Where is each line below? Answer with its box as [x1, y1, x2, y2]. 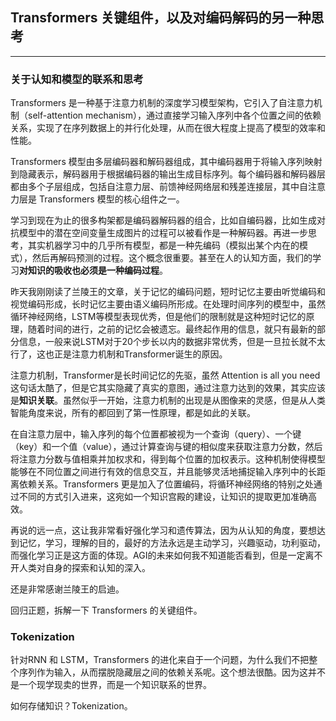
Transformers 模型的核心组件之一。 [38, 193, 185, 205]
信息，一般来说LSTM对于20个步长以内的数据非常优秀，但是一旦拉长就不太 [18, 336, 326, 348]
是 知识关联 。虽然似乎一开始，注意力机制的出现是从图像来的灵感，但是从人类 [10, 394, 326, 407]
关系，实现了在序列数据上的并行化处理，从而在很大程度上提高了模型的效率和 [10, 122, 326, 134]
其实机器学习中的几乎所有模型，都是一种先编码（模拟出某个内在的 [27, 239, 300, 252]
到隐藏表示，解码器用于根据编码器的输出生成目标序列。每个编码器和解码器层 [10, 168, 326, 180]
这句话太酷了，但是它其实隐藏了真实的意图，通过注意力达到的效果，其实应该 [10, 382, 326, 394]
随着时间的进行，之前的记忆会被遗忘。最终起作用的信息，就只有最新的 [27, 323, 317, 335]
